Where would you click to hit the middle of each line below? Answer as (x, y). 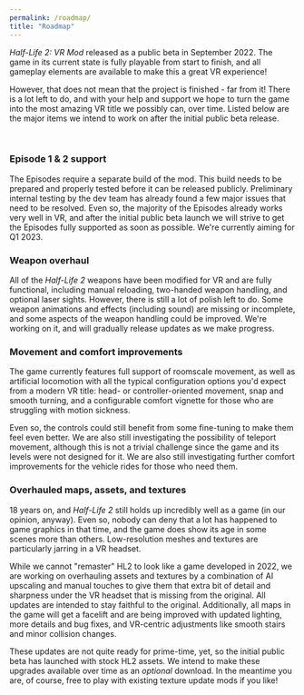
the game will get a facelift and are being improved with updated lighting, (146, 614)
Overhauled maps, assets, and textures (98, 490)
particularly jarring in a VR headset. (75, 548)
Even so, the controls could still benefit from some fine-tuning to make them (152, 428)
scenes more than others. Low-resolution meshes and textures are (134, 539)
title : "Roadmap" (42, 26)
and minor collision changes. (63, 633)
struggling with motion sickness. (70, 411)
